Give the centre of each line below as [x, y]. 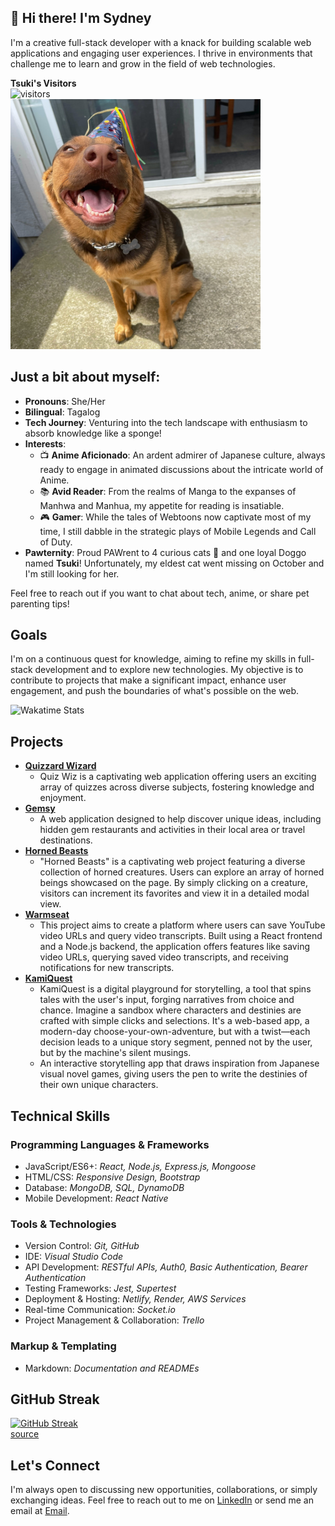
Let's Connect [55, 1465]
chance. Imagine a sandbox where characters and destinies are [170, 1010]
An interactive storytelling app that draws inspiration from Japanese [179, 1063]
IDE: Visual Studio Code [74, 1257]
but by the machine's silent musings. [115, 1053]
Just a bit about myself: [85, 377]
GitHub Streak [55, 1399]
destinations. [66, 840]
